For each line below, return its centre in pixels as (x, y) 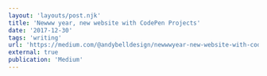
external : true (33, 52)
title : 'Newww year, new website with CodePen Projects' (104, 23)
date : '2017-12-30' (41, 30)
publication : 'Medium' (46, 60)
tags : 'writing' (35, 38)
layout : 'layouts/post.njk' (55, 15)
